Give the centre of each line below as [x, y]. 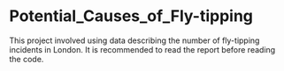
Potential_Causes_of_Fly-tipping [131, 16]
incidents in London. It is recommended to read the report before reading [142, 49]
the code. [27, 59]
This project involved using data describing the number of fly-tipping [134, 40]
